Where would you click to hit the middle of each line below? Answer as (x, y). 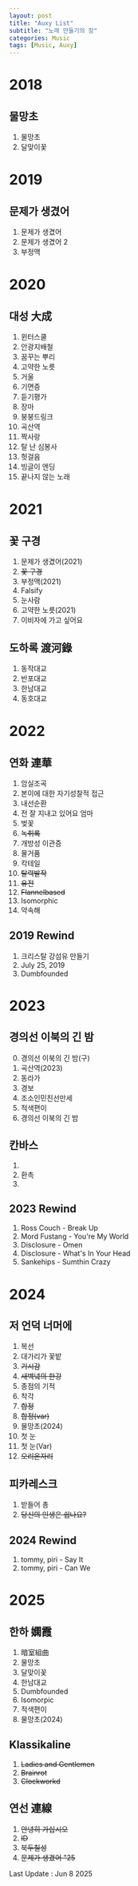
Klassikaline (40, 1745)
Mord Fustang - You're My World (75, 1236)
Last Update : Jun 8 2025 (51, 1873)
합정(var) (35, 1416)
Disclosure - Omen (51, 1245)
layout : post (31, 16)
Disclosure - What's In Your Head (75, 1253)
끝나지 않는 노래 (45, 477)
